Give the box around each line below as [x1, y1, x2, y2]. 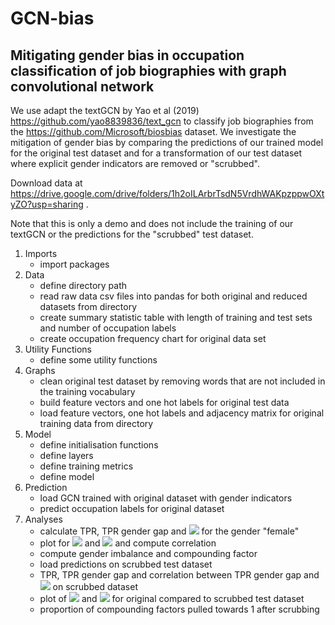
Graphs [24, 365, 56, 376]
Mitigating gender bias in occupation [10, 47, 245, 64]
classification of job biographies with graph [10, 62, 287, 79]
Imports [24, 248, 58, 259]
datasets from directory [39, 301, 138, 312]
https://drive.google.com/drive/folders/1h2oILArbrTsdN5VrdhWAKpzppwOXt [10, 188, 325, 199]
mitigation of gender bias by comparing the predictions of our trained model [10, 137, 324, 148]
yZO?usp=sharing [10, 198, 84, 210]
